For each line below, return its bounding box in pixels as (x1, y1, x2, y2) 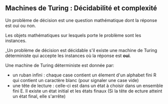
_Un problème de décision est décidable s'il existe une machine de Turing (5, 47, 157, 53)
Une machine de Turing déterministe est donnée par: (5, 62, 114, 68)
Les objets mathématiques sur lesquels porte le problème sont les (5, 32, 141, 38)
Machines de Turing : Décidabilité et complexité (5, 4, 157, 12)
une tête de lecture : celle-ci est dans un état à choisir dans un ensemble (12, 82, 163, 88)
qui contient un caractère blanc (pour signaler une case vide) (12, 77, 139, 83)
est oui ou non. (5, 22, 36, 28)
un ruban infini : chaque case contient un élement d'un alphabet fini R (12, 72, 156, 78)
